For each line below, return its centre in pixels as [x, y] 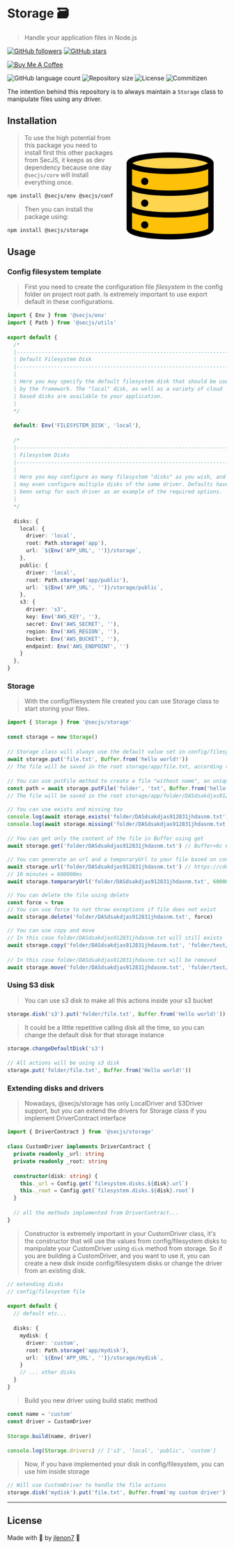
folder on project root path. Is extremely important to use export [116, 294]
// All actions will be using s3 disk [63, 1063]
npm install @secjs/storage [48, 230]
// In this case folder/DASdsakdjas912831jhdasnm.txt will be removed [112, 960]
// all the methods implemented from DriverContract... [96, 1213]
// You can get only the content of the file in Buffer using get [106, 839]
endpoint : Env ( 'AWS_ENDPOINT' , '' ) [77, 646]
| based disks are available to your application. [88, 396]
